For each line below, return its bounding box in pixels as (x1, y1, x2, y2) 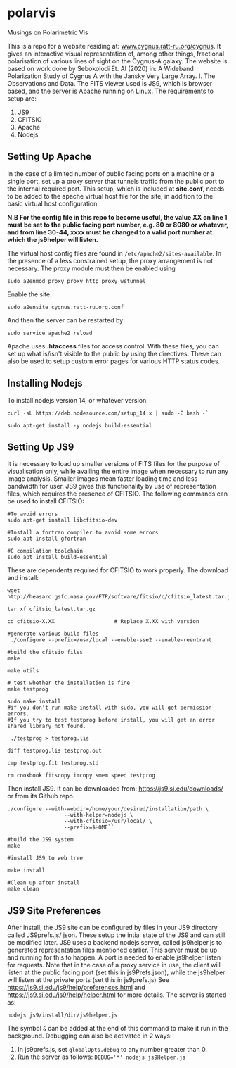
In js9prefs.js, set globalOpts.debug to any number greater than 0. (17, 1045, 207, 1054)
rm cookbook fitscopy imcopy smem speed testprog (7, 772, 156, 779)
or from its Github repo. (7, 792, 75, 800)
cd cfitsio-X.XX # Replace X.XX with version (7, 618, 199, 625)
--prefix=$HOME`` (63, 824, 114, 831)
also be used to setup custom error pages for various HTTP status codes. (7, 357, 221, 365)
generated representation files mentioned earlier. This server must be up (7, 946, 218, 955)
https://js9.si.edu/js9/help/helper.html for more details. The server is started (7, 991, 227, 999)
